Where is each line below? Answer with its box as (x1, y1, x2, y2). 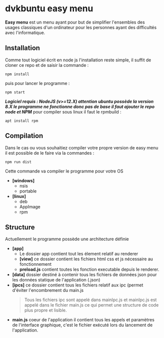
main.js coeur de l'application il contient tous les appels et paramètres (12, 317, 155, 323)
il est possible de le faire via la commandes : (5, 150, 94, 156)
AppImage (19, 203, 41, 209)
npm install (5, 72, 29, 77)
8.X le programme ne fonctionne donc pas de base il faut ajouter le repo (5, 104, 155, 110)
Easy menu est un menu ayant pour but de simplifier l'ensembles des (5, 19, 145, 25)
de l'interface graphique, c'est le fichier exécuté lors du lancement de (12, 322, 153, 328)
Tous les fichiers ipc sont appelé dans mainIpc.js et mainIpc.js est (24, 297, 157, 303)
